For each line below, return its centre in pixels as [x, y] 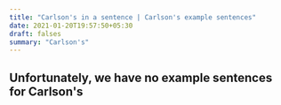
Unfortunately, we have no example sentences [141, 77]
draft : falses [36, 34]
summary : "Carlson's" [49, 42]
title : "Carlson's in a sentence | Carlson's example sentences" [132, 17]
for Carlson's [46, 91]
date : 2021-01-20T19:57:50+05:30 [71, 26]
